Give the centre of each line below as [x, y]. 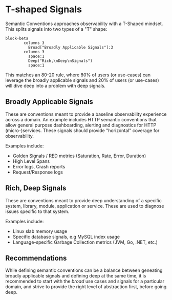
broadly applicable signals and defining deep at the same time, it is [76, 276]
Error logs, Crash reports [39, 166]
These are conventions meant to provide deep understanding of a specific [84, 200]
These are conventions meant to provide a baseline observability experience [86, 114]
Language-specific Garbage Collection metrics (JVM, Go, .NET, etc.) [85, 242]
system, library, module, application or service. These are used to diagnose [85, 206]
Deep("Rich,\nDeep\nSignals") [60, 61]
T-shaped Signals [44, 9]
